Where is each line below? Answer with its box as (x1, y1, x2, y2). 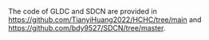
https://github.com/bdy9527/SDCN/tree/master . (8, 24, 166, 32)
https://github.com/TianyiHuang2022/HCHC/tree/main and (8, 15, 202, 24)
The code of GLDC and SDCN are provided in (8, 7, 157, 16)
